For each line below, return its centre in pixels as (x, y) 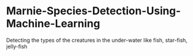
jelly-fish (17, 46)
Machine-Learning (53, 24)
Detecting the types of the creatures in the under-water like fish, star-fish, (97, 40)
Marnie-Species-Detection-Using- (94, 11)
